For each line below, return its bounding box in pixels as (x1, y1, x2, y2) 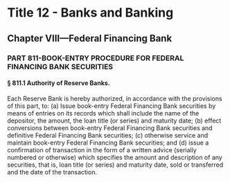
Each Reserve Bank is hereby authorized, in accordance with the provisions (7, 94, 223, 102)
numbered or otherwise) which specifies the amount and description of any (7, 153, 223, 161)
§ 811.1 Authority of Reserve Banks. (7, 79, 111, 87)
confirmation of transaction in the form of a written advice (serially (7, 145, 197, 154)
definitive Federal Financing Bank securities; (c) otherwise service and (7, 131, 209, 139)
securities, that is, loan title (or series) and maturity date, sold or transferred (7, 161, 224, 169)
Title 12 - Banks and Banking (7, 5, 174, 21)
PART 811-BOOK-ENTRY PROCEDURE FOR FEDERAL (7, 53, 184, 63)
